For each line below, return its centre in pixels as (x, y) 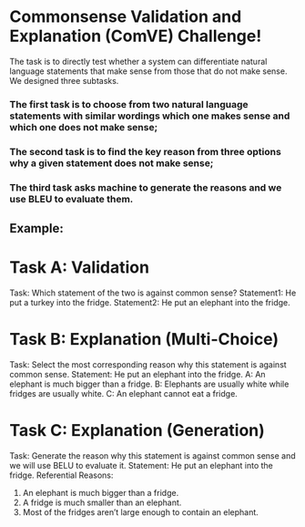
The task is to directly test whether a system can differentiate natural (138, 61)
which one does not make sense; (84, 127)
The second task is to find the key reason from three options (146, 151)
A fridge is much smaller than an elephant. (102, 502)
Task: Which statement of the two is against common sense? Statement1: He (153, 293)
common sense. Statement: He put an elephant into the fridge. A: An (137, 374)
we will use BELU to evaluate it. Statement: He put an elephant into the (141, 465)
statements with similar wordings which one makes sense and (150, 116)
